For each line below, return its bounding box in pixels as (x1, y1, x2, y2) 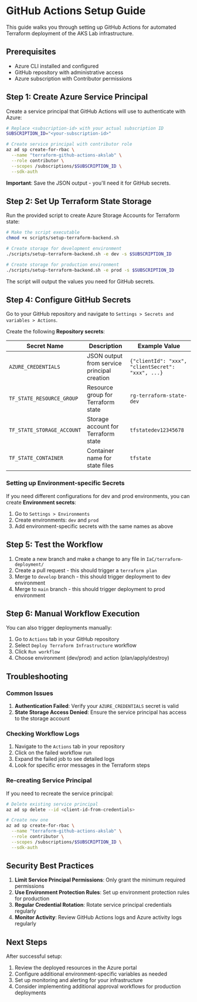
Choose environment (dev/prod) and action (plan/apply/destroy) (14, 654, 169, 662)
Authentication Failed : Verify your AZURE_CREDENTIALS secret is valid (14, 703, 179, 710)
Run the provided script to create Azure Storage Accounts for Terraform (6, 212, 180, 219)
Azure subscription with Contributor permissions (14, 75, 133, 82)
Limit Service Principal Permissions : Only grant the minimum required (14, 876, 186, 883)
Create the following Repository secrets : (6, 328, 106, 335)
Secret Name (26, 342, 64, 350)
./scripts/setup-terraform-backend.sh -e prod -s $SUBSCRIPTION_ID (6, 267, 175, 273)
